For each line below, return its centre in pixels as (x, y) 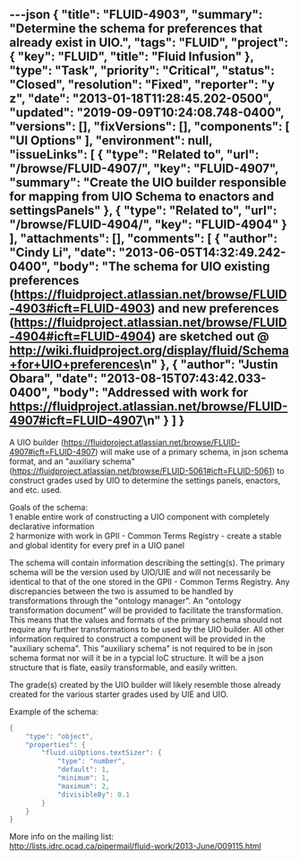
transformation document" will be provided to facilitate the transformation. (146, 610)
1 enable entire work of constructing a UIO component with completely (140, 516)
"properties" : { (56, 744)
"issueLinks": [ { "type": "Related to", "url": (134, 155)
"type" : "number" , (91, 761)
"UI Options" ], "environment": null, (111, 141)
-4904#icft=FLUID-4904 (81, 336)
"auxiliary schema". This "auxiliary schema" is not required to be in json (141, 648)
